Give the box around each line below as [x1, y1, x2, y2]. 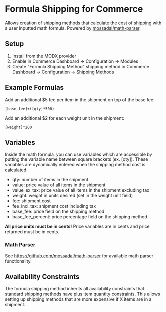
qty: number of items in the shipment [12, 177, 89, 183]
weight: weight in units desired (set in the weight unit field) [12, 193, 133, 199]
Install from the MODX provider [12, 53, 76, 59]
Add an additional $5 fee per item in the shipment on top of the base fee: [5, 96, 155, 103]
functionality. [5, 258, 32, 264]
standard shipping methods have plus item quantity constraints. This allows [5, 291, 161, 297]
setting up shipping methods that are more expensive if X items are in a [5, 296, 152, 302]
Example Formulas [5, 83, 64, 92]
